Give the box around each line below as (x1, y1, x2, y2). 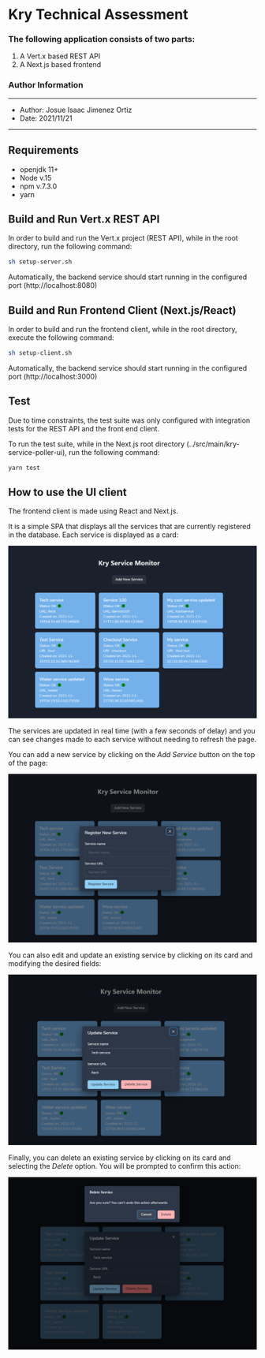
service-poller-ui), (8, 447, 67, 457)
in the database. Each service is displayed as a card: (8, 530, 179, 539)
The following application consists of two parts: (8, 34, 196, 45)
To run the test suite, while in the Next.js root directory (8, 439, 185, 449)
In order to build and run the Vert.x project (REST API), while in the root (8, 233, 238, 243)
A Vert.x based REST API (19, 51, 101, 61)
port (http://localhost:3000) (8, 371, 98, 381)
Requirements (8, 144, 79, 157)
